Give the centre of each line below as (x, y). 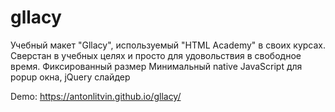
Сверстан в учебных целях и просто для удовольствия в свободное (156, 55)
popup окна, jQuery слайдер (70, 77)
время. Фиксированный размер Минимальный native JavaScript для (156, 66)
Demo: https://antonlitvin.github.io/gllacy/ (96, 96)
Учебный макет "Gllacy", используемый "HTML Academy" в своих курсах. (168, 45)
